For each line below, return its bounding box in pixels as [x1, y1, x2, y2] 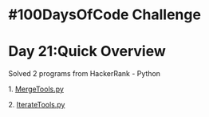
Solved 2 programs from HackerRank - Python [8, 69, 161, 79]
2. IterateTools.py [8, 100, 65, 110]
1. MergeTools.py [8, 84, 64, 94]
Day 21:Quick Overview [8, 42, 166, 61]
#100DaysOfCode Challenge [8, 6, 202, 24]
